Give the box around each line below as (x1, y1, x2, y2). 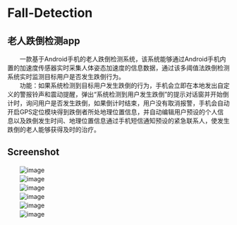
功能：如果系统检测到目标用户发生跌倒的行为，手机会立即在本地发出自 (19, 81, 224, 90)
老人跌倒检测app (7, 35, 80, 47)
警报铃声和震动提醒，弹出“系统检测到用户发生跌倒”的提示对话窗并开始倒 (19, 90, 229, 98)
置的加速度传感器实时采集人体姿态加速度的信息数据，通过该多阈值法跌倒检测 (7, 63, 230, 72)
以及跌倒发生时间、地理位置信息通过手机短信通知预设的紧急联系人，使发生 (13, 116, 230, 125)
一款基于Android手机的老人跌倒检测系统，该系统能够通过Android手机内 (19, 55, 226, 63)
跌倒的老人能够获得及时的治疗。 (7, 126, 100, 133)
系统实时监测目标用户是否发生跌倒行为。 (7, 73, 125, 80)
